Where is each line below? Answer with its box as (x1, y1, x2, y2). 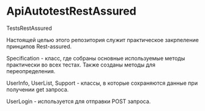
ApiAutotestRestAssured (6, 4, 136, 18)
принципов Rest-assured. (6, 43, 72, 50)
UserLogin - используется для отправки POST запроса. (6, 98, 151, 105)
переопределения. (6, 67, 56, 74)
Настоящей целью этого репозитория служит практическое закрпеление (6, 36, 199, 43)
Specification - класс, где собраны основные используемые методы (6, 54, 185, 62)
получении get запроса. (6, 85, 69, 93)
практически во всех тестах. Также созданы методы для (6, 61, 156, 68)
